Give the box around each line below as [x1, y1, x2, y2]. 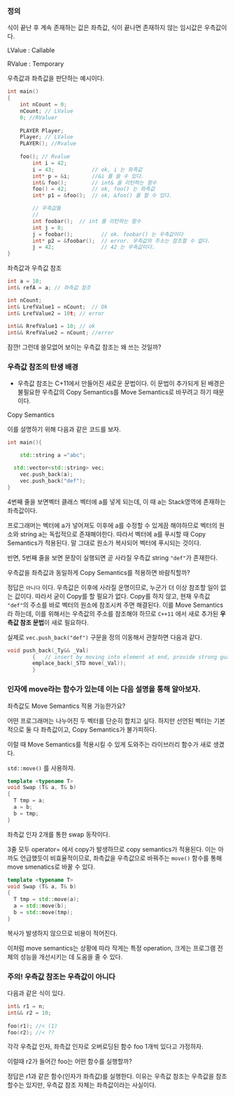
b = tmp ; [13, 810, 39, 817]
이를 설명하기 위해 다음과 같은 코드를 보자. [7, 425, 121, 434]
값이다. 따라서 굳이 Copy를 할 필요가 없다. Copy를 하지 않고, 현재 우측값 [14, 592, 211, 600]
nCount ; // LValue [20, 107, 73, 115]
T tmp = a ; [13, 797, 45, 804]
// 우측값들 [32, 205, 62, 212]
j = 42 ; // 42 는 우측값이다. [32, 243, 155, 251]
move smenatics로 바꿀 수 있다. [7, 862, 96, 871]
